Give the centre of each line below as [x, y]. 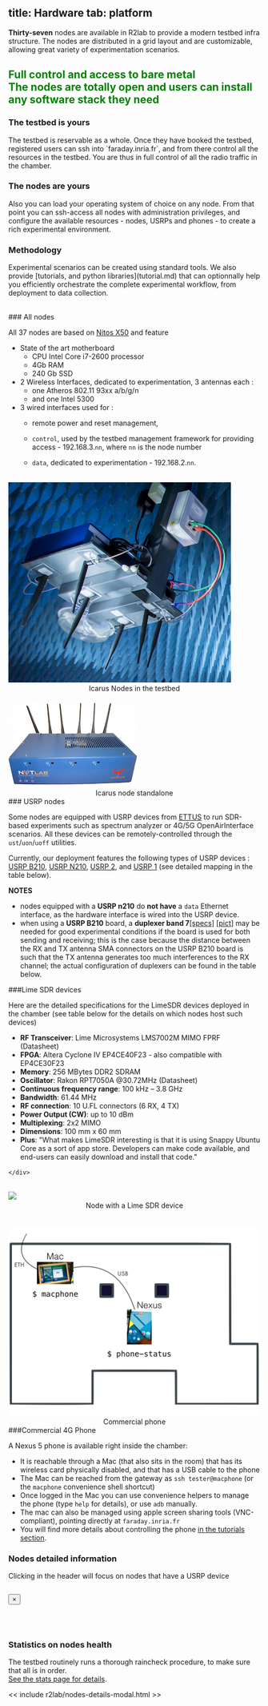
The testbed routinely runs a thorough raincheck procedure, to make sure [129, 1662]
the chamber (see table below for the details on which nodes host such [126, 1014]
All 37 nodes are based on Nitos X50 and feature [89, 332]
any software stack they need [84, 100]
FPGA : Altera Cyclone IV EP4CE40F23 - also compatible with [121, 1055]
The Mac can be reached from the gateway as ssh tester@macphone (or [136, 1479]
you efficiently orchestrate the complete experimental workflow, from [122, 284]
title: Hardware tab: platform [80, 13]
